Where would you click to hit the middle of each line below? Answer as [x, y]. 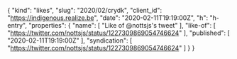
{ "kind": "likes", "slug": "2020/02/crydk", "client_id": [84, 10]
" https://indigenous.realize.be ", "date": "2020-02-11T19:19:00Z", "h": [108, 18]
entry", [17, 25]
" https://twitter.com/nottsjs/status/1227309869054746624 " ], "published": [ [119, 33]
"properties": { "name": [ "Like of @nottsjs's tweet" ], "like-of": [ [122, 25]
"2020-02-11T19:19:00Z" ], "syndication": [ [70, 41]
